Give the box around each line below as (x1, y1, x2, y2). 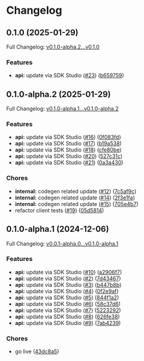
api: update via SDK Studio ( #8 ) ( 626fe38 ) (14, 313, 120, 320)
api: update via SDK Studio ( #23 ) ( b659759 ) (14, 72, 124, 79)
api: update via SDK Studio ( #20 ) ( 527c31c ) (14, 153, 123, 160)
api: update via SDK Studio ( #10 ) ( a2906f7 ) (14, 268, 122, 275)
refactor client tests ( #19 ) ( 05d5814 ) (14, 207, 104, 214)
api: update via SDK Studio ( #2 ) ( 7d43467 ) (14, 275, 121, 282)
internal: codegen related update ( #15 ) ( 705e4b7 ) (14, 200, 139, 207)
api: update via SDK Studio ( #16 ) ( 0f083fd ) (14, 134, 121, 141)
